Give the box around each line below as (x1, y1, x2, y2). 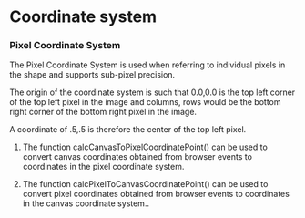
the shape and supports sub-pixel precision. (9, 69, 176, 80)
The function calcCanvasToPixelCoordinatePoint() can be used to (22, 141, 269, 152)
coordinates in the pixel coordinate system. (22, 161, 185, 172)
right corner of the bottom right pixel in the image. (9, 107, 198, 118)
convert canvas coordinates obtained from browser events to (22, 151, 253, 162)
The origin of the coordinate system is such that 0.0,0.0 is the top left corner (9, 87, 296, 98)
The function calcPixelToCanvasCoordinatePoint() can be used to (22, 179, 269, 190)
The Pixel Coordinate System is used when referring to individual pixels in (9, 59, 286, 70)
